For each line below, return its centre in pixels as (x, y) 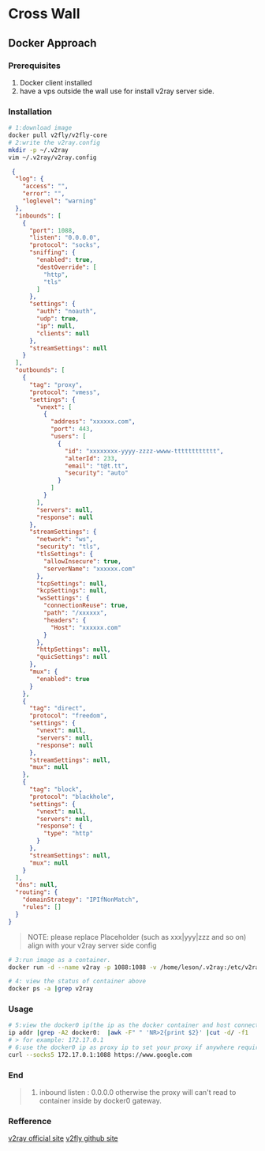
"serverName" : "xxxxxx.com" (89, 569)
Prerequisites (34, 66)
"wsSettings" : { (63, 598)
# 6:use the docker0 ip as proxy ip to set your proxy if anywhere (121, 1048)
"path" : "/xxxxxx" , (75, 613)
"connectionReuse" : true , (86, 606)
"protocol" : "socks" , (65, 245)
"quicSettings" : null (72, 657)
